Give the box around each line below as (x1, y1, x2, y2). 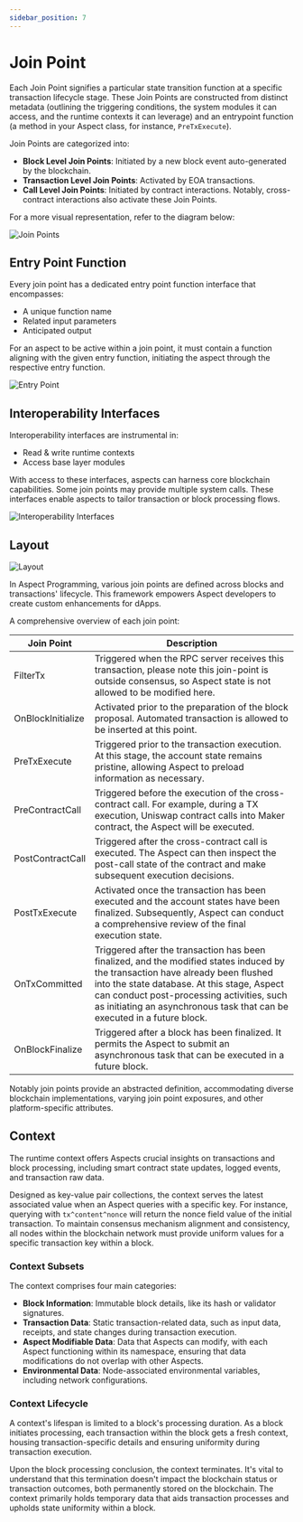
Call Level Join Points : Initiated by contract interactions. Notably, (22, 184, 264, 195)
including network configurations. (22, 1375, 149, 1386)
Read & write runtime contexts (22, 447, 135, 458)
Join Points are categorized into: (9, 137, 130, 149)
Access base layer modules (22, 457, 125, 468)
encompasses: (9, 288, 65, 299)
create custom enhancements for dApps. (9, 598, 162, 608)
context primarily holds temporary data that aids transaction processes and (9, 1493, 289, 1504)
